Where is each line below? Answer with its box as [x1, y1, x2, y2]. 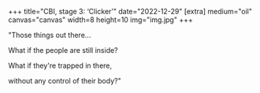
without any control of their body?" [8, 76, 121, 85]
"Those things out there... [8, 31, 91, 39]
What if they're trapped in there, [8, 61, 113, 70]
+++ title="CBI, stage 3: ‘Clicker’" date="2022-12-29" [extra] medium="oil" [8, 7, 252, 16]
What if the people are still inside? [8, 46, 118, 54]
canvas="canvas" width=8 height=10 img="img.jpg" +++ [8, 15, 193, 24]
